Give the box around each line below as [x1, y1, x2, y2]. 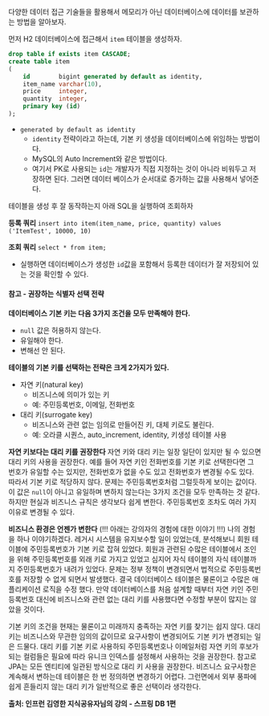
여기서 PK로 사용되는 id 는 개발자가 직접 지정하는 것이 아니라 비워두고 [31, 164, 248, 173]
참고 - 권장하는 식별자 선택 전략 [8, 289, 104, 299]
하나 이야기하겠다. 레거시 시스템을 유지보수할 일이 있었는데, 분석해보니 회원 [16, 535, 251, 544]
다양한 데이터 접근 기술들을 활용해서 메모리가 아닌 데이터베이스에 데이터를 [8, 7, 238, 16]
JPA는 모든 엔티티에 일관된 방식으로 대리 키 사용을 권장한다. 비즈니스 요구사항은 [8, 661, 257, 672]
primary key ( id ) [22, 103, 81, 111]
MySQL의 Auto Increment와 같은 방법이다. [31, 153, 167, 163]
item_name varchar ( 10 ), [22, 79, 103, 88]
